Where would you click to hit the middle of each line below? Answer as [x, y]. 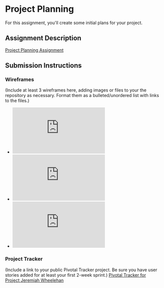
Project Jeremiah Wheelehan [34, 280]
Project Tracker [24, 259]
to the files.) [17, 101]
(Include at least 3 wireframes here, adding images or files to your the [76, 90]
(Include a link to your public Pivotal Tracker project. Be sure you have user [81, 270]
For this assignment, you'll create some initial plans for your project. [74, 23]
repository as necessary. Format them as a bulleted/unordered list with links [82, 96]
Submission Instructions [44, 66]
